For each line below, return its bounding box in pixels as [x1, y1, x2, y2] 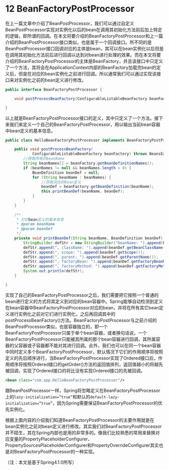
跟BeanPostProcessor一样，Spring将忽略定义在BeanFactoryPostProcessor [5, 387, 160, 393]
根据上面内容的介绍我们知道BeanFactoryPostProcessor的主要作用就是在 [5, 417, 154, 423]
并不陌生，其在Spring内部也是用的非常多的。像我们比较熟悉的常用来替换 [5, 429, 156, 436]
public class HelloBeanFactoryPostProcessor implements [5, 138, 125, 143]
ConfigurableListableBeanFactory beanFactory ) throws [32, 152, 147, 157]
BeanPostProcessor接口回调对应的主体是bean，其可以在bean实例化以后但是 [5, 45, 164, 51]
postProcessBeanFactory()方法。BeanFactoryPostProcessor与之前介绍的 [5, 317, 157, 323]
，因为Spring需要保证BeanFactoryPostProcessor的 [52, 400, 158, 406]
